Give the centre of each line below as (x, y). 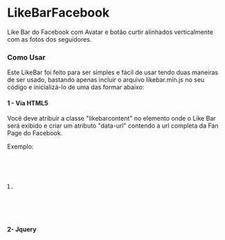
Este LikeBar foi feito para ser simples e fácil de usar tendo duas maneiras (113, 72)
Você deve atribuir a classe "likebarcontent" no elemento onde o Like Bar (111, 119)
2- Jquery (22, 230)
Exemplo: (20, 146)
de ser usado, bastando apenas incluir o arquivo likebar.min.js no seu (106, 80)
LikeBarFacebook (58, 13)
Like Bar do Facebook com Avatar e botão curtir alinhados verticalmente (110, 32)
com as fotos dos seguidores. (49, 39)
